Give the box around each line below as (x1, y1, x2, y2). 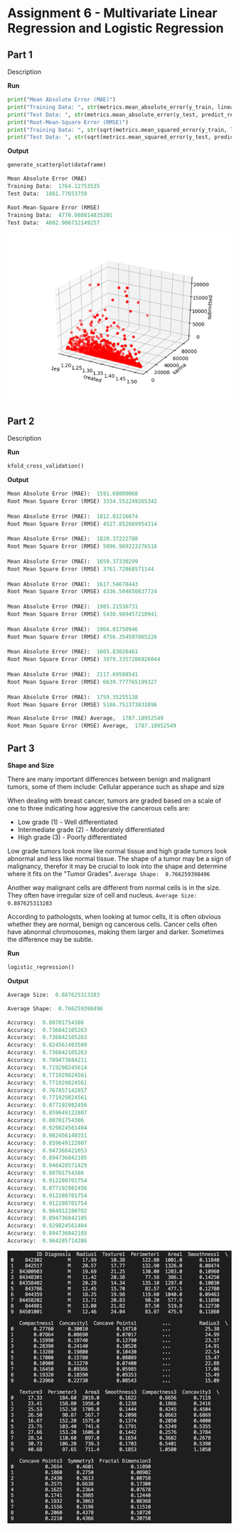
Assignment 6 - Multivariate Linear (7, 5, 218, 21)
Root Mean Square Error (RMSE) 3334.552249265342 (7, 498, 158, 505)
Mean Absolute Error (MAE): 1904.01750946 (7, 626, 139, 633)
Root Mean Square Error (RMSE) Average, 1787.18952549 (7, 723, 176, 730)
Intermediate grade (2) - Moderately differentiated (17, 825, 165, 833)
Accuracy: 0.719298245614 (7, 1064, 87, 1071)
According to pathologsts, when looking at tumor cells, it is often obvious (7, 913, 222, 920)
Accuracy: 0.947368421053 (7, 1147, 87, 1154)
